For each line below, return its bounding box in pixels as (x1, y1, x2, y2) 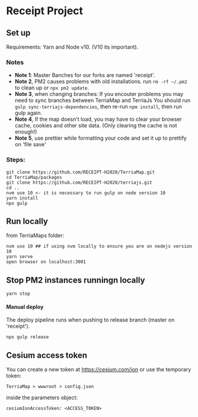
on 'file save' (14, 141, 46, 148)
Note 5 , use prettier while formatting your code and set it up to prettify (14, 134, 187, 142)
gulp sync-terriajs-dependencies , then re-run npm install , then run (14, 103, 183, 110)
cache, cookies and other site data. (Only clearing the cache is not (14, 122, 177, 129)
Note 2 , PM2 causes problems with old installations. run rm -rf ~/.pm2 (14, 78, 188, 85)
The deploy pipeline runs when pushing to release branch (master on (6, 316, 175, 323)
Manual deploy (6, 303, 44, 310)
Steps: (6, 156, 25, 164)
